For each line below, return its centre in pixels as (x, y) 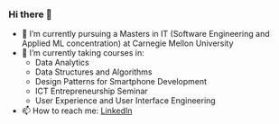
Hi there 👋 (31, 14)
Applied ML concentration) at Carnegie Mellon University (127, 43)
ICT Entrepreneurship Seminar (91, 91)
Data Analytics (62, 63)
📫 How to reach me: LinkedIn (77, 111)
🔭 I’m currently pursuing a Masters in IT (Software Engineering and (145, 34)
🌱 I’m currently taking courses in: (83, 53)
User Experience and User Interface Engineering (125, 101)
